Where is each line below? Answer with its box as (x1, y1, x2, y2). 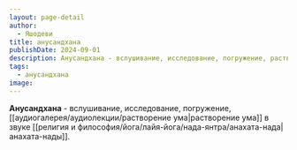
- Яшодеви (17, 29, 53, 38)
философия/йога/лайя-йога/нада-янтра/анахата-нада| (77, 121, 284, 132)
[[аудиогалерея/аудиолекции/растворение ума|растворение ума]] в (9, 112, 270, 123)
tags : (9, 63, 29, 71)
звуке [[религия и (9, 121, 76, 132)
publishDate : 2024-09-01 (9, 46, 101, 55)
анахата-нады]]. (9, 131, 71, 141)
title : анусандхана (9, 37, 81, 47)
